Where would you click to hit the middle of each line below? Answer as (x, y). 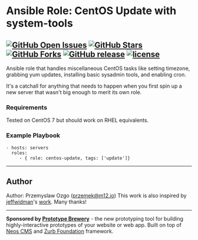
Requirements (27, 107)
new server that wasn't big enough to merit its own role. (74, 92)
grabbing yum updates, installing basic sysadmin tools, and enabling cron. (96, 74)
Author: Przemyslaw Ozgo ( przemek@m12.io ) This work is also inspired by (96, 196)
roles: (19, 153)
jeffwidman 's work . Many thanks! (47, 202)
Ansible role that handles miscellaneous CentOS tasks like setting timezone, (98, 68)
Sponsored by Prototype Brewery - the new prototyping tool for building (95, 219)
